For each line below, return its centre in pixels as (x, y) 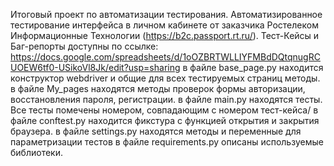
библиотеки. (36, 152)
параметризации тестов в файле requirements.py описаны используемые (167, 142)
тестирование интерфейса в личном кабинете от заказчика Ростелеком (164, 25)
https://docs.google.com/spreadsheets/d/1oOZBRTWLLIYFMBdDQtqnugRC (165, 57)
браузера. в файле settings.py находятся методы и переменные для (156, 131)
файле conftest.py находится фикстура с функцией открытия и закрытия (165, 120)
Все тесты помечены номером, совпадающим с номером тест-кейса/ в (164, 110)
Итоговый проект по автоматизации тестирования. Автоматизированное (166, 14)
